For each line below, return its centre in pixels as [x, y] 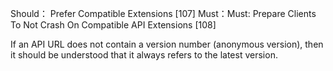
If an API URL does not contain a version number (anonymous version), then [167, 44]
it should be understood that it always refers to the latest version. [144, 55]
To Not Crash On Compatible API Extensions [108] [113, 25]
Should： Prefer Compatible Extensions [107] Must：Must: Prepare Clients [163, 13]
